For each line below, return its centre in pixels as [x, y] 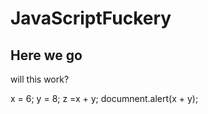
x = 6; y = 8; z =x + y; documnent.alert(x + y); [104, 98]
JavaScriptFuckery [91, 18]
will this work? [40, 79]
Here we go [46, 55]
